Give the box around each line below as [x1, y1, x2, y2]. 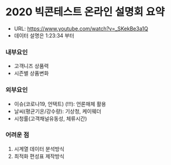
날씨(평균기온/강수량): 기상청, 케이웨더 [13, 108, 102, 115]
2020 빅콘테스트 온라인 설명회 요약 [5, 5, 165, 19]
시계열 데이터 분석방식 [13, 145, 65, 152]
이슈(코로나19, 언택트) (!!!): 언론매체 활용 [13, 100, 107, 107]
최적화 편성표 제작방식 [13, 153, 65, 160]
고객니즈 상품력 [13, 63, 49, 70]
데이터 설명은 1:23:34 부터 [13, 32, 74, 39]
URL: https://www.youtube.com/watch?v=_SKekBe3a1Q [13, 25, 149, 32]
